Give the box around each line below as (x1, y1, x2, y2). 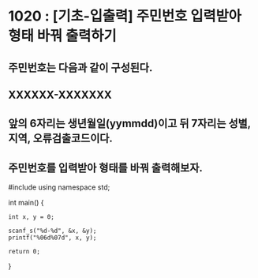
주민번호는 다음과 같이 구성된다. (8, 61, 153, 74)
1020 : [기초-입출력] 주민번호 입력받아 (8, 7, 242, 25)
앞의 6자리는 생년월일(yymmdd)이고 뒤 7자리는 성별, (8, 117, 251, 130)
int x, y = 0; (8, 213, 55, 221)
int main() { (8, 198, 45, 208)
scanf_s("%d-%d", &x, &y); (8, 227, 97, 235)
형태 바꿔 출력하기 (8, 27, 117, 45)
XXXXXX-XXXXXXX (8, 88, 112, 101)
